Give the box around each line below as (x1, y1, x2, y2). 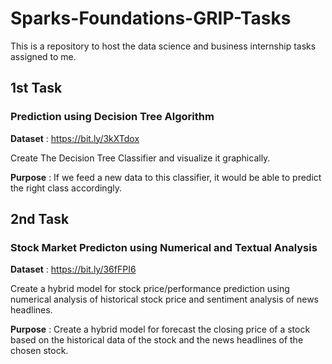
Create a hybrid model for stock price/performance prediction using (10, 283, 290, 295)
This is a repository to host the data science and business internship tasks (10, 40, 317, 52)
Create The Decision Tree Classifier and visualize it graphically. (10, 152, 271, 164)
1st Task (10, 80, 63, 97)
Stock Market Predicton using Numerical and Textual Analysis (10, 240, 318, 254)
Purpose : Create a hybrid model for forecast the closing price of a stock (10, 323, 311, 336)
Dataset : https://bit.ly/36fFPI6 (10, 263, 137, 276)
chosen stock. (10, 345, 69, 357)
